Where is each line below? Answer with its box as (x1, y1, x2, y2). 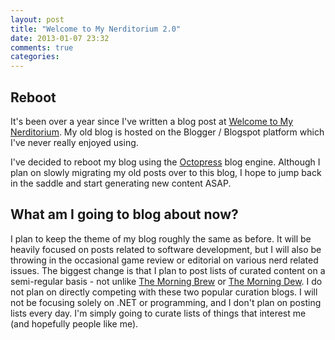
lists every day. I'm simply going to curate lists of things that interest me (10, 307, 307, 319)
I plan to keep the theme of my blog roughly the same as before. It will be (10, 232, 312, 245)
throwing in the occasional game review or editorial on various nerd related (10, 254, 319, 266)
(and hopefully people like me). (10, 317, 139, 330)
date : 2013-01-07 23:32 (10, 33, 110, 43)
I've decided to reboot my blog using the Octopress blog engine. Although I (10, 156, 321, 168)
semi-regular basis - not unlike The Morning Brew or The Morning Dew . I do (10, 275, 323, 287)
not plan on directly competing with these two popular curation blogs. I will (10, 286, 318, 298)
